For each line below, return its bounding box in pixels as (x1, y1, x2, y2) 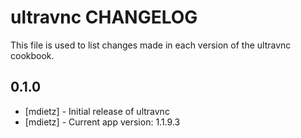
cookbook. (10, 49, 55, 61)
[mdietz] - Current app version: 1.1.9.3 (24, 116, 181, 128)
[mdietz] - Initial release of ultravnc (24, 105, 170, 117)
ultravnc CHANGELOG (10, 6, 198, 29)
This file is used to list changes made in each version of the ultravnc (10, 39, 292, 51)
